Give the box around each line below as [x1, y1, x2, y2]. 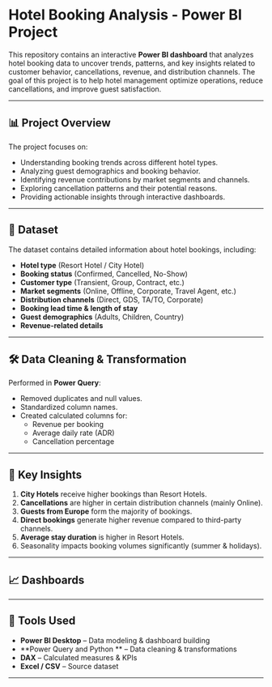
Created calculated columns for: [19, 411, 128, 420]
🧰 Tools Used [8, 614, 76, 628]
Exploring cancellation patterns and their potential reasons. [19, 183, 218, 193]
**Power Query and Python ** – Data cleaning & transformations [19, 644, 237, 654]
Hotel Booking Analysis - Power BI [8, 6, 243, 24]
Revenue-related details [19, 320, 104, 330]
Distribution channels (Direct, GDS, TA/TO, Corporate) [19, 294, 204, 305]
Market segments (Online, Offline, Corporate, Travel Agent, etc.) [19, 286, 237, 296]
